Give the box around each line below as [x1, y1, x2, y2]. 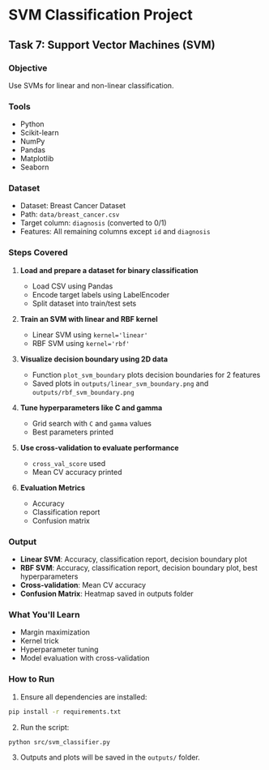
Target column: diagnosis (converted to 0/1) [19, 218, 168, 228]
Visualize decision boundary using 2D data [19, 354, 169, 364]
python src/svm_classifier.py [8, 738, 111, 746]
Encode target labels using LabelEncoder [32, 289, 170, 299]
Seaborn [19, 162, 49, 172]
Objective [8, 62, 48, 74]
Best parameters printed [32, 427, 113, 437]
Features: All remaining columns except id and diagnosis [19, 227, 211, 237]
